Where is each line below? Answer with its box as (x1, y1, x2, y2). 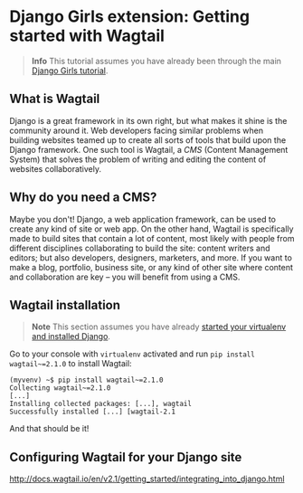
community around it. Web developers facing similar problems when (9, 125, 264, 136)
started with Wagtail (9, 25, 166, 46)
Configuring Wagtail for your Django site (9, 450, 242, 465)
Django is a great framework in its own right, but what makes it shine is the (9, 115, 288, 126)
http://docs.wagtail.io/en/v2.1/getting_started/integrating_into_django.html (9, 473, 285, 485)
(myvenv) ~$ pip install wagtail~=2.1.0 (9, 375, 165, 385)
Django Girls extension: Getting (9, 6, 251, 27)
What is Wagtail (9, 91, 100, 107)
